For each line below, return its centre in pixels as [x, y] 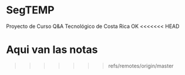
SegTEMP [30, 10]
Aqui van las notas [52, 50]
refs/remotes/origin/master [141, 66]
